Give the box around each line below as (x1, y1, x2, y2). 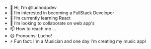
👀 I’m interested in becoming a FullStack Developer (9, 10, 114, 16)
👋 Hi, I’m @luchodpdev (9, 5, 57, 10)
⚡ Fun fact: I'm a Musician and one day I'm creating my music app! (9, 38, 147, 44)
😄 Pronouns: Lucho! (9, 33, 52, 39)
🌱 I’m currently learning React (9, 15, 71, 21)
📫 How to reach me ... (9, 26, 56, 31)
